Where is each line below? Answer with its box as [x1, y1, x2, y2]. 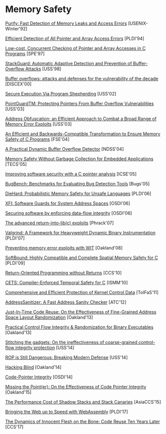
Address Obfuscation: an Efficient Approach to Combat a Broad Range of [5, 115, 157, 122]
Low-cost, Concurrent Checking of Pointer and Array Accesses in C [5, 45, 146, 51]
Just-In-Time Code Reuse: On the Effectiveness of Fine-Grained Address [5, 309, 157, 315]
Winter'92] [5, 25, 28, 31]
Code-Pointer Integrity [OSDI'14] [5, 374, 73, 380]
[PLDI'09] [5, 260, 25, 266]
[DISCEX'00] [5, 81, 32, 87]
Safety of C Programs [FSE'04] [5, 136, 69, 142]
